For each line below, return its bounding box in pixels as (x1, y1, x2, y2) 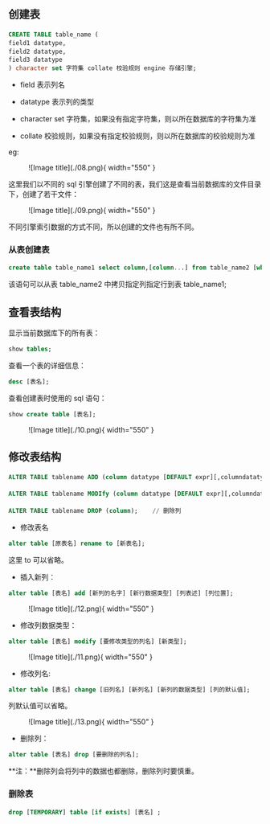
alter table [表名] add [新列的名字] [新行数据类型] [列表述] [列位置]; (8, 589, 234, 597)
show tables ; (8, 345, 52, 354)
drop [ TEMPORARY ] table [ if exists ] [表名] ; (8, 808, 162, 816)
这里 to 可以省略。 (8, 555, 68, 564)
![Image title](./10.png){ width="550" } (28, 424, 154, 434)
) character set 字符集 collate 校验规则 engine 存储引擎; (8, 64, 197, 72)
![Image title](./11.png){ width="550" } (28, 652, 153, 662)
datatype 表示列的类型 (19, 97, 95, 107)
